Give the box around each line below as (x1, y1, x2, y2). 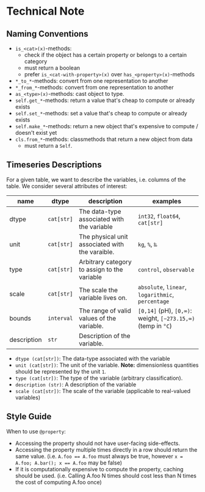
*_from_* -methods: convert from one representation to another (15, 84, 174, 91)
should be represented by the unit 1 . (15, 367, 107, 375)
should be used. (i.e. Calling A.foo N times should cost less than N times (15, 472, 197, 479)
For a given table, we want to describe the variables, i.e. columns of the (6, 176, 186, 183)
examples (152, 197, 182, 205)
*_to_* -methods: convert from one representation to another (15, 78, 169, 84)
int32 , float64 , (137, 212, 181, 220)
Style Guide (6, 411, 52, 422)
